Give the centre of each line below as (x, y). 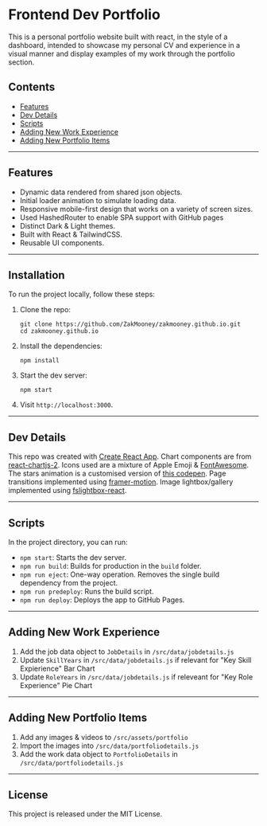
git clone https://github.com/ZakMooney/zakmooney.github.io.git (130, 324)
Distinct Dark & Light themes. (68, 225)
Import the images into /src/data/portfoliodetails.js (109, 746)
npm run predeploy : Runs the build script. (87, 591)
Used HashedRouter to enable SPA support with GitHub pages (122, 217)
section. (21, 62)
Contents (32, 87)
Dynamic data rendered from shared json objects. (101, 192)
